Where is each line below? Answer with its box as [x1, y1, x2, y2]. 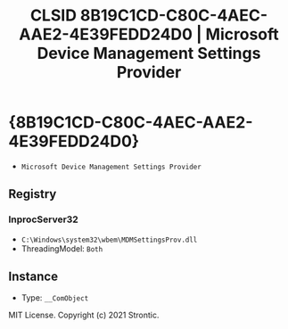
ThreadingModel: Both [21, 243, 103, 254]
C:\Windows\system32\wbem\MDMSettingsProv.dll [21, 235, 198, 244]
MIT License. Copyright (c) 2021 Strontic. [8, 309, 160, 321]
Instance [8, 269, 59, 284]
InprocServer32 [8, 213, 79, 226]
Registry [8, 186, 57, 202]
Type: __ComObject [21, 292, 89, 303]
